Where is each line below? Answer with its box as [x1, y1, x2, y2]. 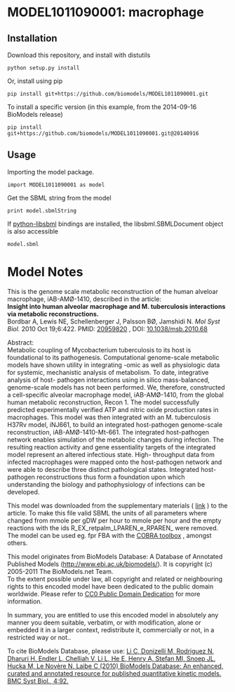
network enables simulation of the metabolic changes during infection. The [7, 435, 224, 444]
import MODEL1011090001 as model [7, 181, 105, 188]
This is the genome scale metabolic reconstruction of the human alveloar [7, 287, 219, 295]
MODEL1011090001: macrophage [7, 4, 205, 20]
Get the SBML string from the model [7, 193, 112, 202]
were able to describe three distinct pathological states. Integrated [7, 465, 200, 473]
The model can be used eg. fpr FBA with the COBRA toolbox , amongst [7, 531, 212, 539]
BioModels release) [7, 110, 63, 118]
